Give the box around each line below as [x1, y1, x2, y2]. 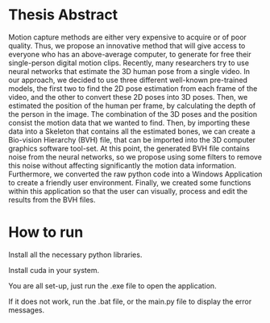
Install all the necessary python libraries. [8, 250, 143, 259]
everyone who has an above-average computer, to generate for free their [8, 49, 251, 59]
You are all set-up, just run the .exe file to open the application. [8, 280, 217, 291]
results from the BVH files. [8, 195, 96, 205]
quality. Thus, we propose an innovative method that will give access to [8, 40, 246, 50]
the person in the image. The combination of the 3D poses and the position [8, 109, 258, 118]
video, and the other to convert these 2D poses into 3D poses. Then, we [8, 92, 248, 101]
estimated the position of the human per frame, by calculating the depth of [8, 101, 256, 110]
